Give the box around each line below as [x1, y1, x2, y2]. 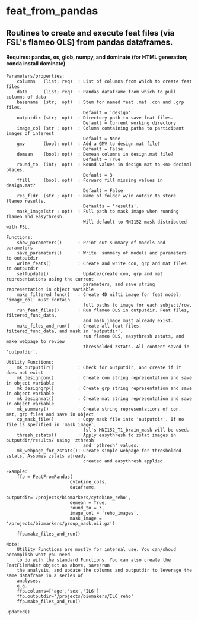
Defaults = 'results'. [82, 203, 139, 209]
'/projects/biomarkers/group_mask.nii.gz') [6, 520, 116, 527]
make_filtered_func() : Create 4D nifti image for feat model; [17, 291, 182, 298]
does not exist [6, 370, 44, 376]
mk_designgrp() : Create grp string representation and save [17, 385, 193, 391]
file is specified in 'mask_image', [6, 421, 97, 427]
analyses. [17, 578, 41, 584]
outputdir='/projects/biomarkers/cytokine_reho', [6, 495, 132, 501]
